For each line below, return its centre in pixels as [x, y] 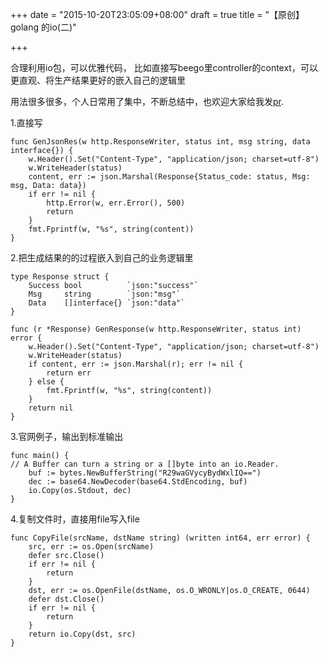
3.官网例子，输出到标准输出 [67, 436]
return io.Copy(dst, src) [82, 634]
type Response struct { [60, 277]
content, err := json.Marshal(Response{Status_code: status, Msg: [169, 177]
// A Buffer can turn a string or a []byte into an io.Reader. [145, 464]
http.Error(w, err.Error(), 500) [116, 203]
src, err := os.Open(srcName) [91, 547]
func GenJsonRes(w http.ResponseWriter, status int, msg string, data [160, 142]
